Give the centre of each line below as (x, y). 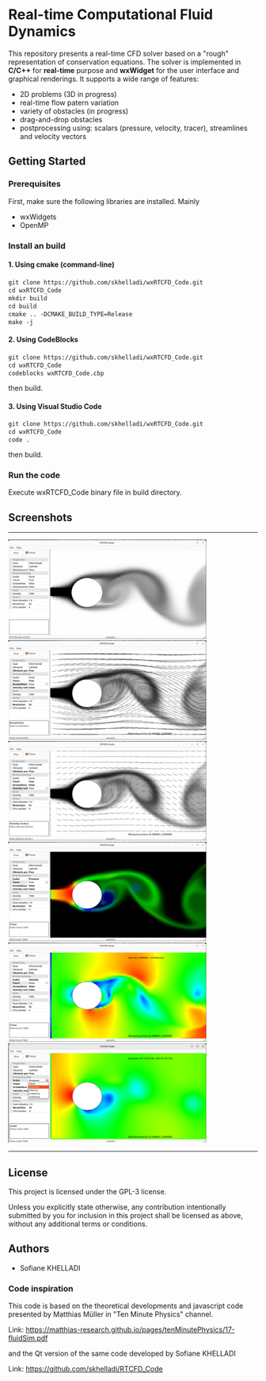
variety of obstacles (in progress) (74, 111)
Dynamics (42, 31)
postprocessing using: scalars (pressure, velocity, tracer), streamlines (133, 128)
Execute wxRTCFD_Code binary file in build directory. (95, 492)
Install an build (37, 245)
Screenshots (40, 517)
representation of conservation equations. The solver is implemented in (125, 62)
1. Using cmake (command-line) (61, 264)
